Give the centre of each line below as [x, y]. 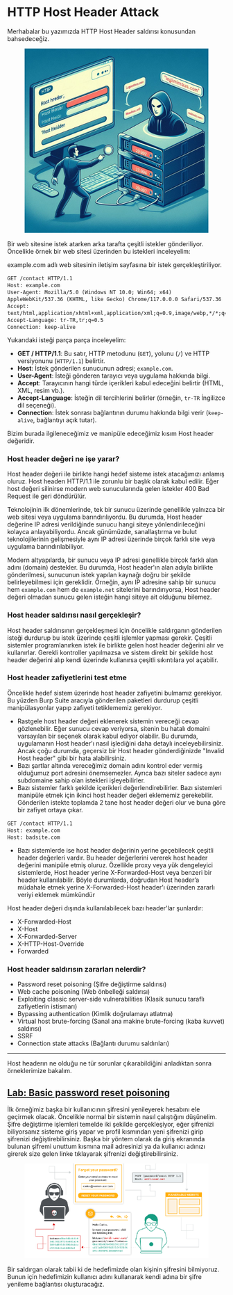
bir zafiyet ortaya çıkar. [50, 810]
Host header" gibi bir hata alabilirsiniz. [72, 758]
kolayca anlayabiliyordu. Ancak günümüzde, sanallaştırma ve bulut [102, 532]
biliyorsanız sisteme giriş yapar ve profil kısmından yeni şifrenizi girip [105, 1132]
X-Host [27, 928]
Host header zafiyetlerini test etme [67, 677]
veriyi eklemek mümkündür [56, 894]
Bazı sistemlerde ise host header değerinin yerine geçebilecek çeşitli [115, 850]
